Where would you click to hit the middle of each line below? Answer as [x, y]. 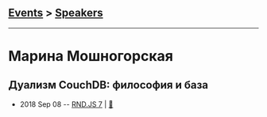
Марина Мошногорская [91, 56]
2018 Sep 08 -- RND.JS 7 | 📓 [66, 104]
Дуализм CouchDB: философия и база [108, 85]
